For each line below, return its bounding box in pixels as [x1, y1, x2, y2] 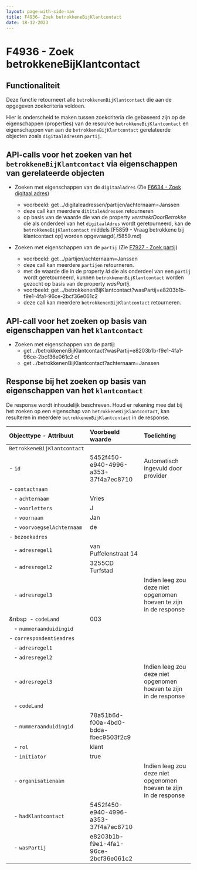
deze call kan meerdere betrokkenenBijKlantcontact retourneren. [23, 299, 182, 306]
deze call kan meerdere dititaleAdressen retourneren [23, 208, 154, 215]
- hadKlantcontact [13, 812, 64, 820]
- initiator [13, 752, 47, 760]
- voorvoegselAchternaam [13, 523, 83, 531]
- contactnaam [9, 484, 48, 493]
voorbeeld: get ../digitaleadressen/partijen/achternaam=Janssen [23, 201, 180, 209]
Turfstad [90, 566, 113, 574]
